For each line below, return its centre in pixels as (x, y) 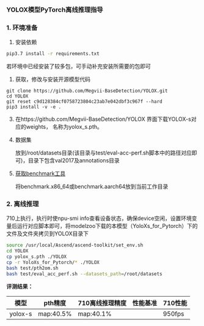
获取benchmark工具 (40, 173)
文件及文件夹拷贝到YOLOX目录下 (48, 233)
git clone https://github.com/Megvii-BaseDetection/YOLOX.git (87, 91)
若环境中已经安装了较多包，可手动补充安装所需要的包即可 (78, 66)
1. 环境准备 (22, 28)
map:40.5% (55, 314)
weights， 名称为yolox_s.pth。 (64, 127)
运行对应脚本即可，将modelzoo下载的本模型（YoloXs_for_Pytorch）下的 (107, 226)
